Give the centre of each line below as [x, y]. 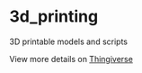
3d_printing [54, 17]
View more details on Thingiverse [71, 59]
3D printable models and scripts [69, 41]
